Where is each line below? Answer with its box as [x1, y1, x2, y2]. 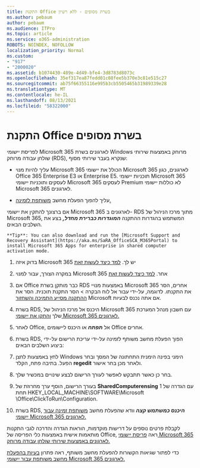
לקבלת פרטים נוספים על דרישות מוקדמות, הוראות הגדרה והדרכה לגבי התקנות [7, 424, 180, 432]
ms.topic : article [7, 31, 52, 37]
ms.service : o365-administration [7, 36, 90, 42]
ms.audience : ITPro [7, 25, 55, 32]
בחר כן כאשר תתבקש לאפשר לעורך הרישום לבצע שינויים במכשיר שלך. [15, 371, 173, 379]
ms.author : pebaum [7, 14, 52, 20]
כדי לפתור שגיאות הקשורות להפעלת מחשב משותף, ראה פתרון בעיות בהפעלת [7, 449, 179, 456]
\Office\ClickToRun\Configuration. [15, 395, 98, 402]
